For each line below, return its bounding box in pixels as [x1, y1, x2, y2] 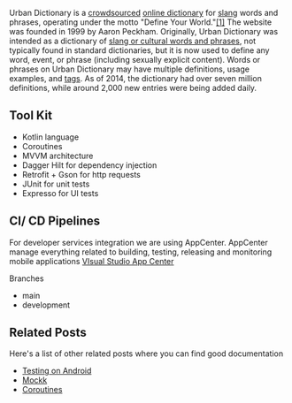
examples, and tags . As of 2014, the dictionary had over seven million [9, 73, 263, 83]
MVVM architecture [21, 150, 94, 161]
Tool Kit [9, 108, 53, 123]
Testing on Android [21, 366, 92, 376]
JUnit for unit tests [21, 179, 90, 189]
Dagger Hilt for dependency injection [21, 159, 158, 171]
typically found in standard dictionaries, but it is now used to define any [9, 45, 270, 56]
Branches [9, 273, 44, 284]
